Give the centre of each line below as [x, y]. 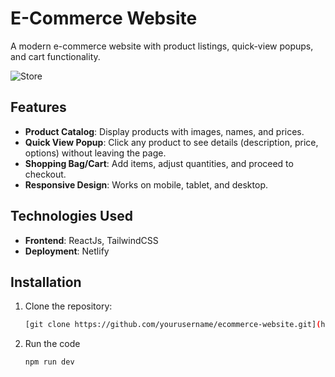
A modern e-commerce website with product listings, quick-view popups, [162, 46]
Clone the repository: [68, 306]
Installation [46, 282]
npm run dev [49, 362]
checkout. [45, 174]
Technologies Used [71, 216]
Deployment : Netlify [67, 251]
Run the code [52, 344]
